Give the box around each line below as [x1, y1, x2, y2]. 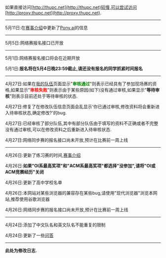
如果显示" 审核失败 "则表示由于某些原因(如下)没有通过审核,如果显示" [10, 87, 147, 93]
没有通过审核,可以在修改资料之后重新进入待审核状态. [5, 127, 112, 132]
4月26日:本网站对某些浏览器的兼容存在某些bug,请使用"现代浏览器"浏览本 [5, 190, 153, 196]
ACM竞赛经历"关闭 [5, 169, 44, 175]
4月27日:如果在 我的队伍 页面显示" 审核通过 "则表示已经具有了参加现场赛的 [5, 81, 153, 87]
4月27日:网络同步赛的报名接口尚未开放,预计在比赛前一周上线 [5, 137, 128, 143]
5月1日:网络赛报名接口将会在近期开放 [5, 55, 81, 61]
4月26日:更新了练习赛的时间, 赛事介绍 [5, 153, 81, 158]
